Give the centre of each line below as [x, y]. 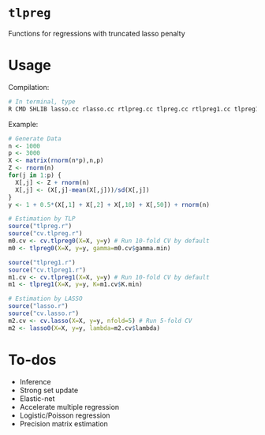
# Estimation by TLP [42, 219]
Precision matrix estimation [64, 423]
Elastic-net [37, 398]
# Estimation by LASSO [45, 299]
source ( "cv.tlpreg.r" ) [45, 234]
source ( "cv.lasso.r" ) [44, 313]
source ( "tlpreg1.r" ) [42, 262]
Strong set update [49, 390]
